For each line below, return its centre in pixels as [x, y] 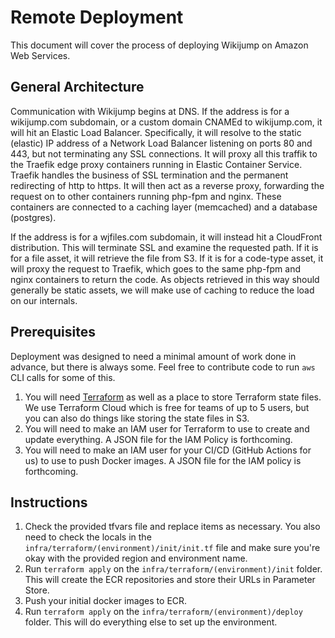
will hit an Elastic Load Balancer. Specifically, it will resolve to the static [156, 132]
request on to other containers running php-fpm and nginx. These [146, 196]
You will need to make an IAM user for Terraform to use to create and [167, 428]
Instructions [49, 502]
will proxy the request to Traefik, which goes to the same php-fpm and [156, 268]
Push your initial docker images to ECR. [106, 601]
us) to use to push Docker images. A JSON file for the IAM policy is [163, 460]
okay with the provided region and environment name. [136, 558]
